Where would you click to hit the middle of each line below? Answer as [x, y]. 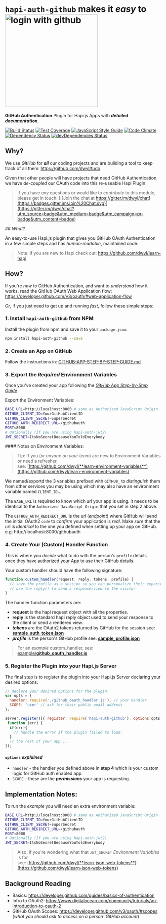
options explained [24, 757]
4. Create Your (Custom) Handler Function [57, 545]
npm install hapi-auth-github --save [44, 338]
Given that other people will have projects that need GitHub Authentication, [82, 178]
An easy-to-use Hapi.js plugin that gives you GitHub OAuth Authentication [80, 238]
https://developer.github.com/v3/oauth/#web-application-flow [69, 296]
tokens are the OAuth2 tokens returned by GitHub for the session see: [83, 628]
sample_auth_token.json [38, 633]
